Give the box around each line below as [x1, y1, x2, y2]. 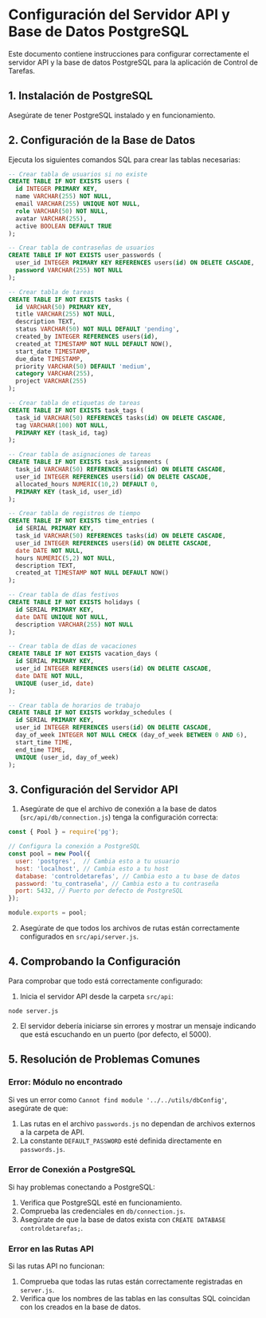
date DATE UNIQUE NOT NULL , [15, 613, 109, 621]
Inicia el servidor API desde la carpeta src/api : [19, 991, 174, 1001]
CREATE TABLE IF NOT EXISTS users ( [8, 177, 130, 185]
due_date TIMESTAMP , [15, 355, 84, 363]
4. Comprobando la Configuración [8, 955, 181, 968]
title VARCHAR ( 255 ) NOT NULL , [15, 310, 115, 319]
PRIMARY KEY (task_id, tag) [15, 429, 109, 437]
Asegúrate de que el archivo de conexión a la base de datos [19, 804, 217, 814]
